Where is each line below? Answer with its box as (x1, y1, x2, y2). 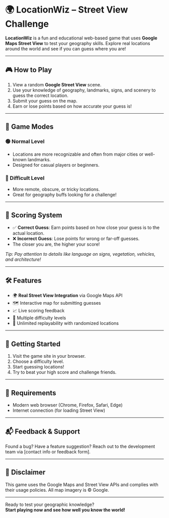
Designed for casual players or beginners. (12, 162, 100, 168)
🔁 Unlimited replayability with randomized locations (12, 320, 119, 326)
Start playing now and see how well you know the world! (5, 506, 126, 513)
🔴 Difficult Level (5, 175, 45, 182)
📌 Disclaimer (5, 468, 46, 477)
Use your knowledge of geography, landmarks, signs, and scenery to (12, 87, 156, 93)
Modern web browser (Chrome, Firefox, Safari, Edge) (12, 402, 123, 408)
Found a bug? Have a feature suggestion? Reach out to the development (5, 443, 155, 449)
